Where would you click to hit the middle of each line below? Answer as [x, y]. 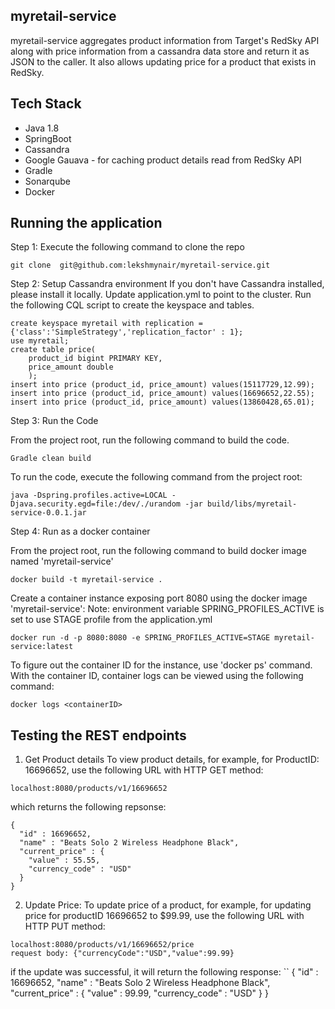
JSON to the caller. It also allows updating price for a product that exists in [163, 61]
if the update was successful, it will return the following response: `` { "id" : [164, 972]
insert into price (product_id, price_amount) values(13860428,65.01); [162, 402]
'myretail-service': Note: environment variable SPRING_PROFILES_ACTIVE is [167, 609]
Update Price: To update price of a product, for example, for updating [168, 905]
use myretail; [40, 341]
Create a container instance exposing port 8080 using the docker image [159, 598]
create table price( [53, 350]
